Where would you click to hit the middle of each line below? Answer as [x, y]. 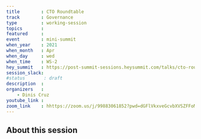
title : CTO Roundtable [45, 12]
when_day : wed [31, 56]
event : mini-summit [41, 39]
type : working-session [46, 23]
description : [25, 84]
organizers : [25, 89]
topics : [25, 28]
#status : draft [34, 78]
